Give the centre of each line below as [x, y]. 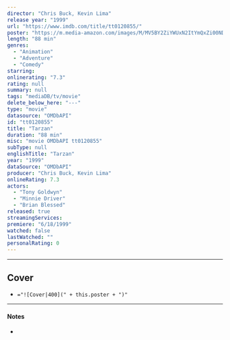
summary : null [27, 90]
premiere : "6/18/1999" [39, 224]
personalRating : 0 [33, 243]
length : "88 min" [32, 39]
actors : [18, 186]
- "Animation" [33, 52]
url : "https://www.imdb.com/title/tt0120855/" [75, 26]
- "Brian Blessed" [40, 205]
